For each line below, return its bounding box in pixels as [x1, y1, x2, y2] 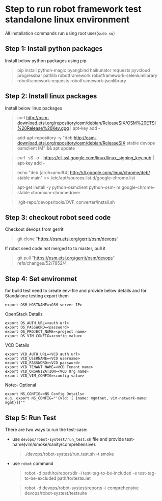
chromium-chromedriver [30, 189, 81, 195]
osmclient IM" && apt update [17, 145, 75, 151]
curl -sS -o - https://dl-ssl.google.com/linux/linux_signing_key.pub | [17, 154, 154, 161]
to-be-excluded [24, 475, 56, 481]
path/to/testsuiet [57, 475, 91, 481]
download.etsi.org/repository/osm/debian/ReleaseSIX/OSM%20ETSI [17, 120, 156, 126]
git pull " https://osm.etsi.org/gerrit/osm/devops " [17, 255, 115, 261]
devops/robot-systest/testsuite [24, 490, 87, 496]
